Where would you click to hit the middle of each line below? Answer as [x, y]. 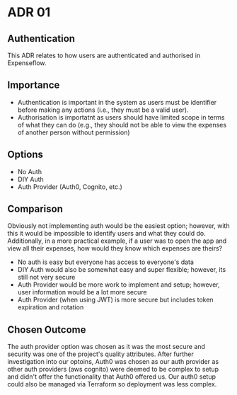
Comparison [35, 209]
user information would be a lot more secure [82, 292]
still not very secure [46, 277]
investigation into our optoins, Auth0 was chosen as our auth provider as [113, 362]
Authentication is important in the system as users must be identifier [117, 102]
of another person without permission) [74, 132]
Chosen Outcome [47, 330]
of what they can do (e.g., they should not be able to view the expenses [122, 125]
